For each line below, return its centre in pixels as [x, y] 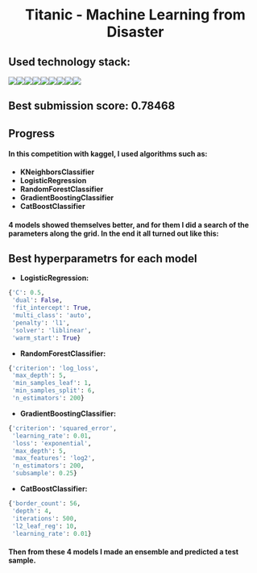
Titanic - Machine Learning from [135, 15]
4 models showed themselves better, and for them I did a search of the [129, 224]
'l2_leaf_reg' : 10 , [45, 526]
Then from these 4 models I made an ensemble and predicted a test [124, 551]
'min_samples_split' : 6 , [53, 391]
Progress [31, 134]
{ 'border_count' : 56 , [45, 504]
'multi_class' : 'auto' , [52, 316]
